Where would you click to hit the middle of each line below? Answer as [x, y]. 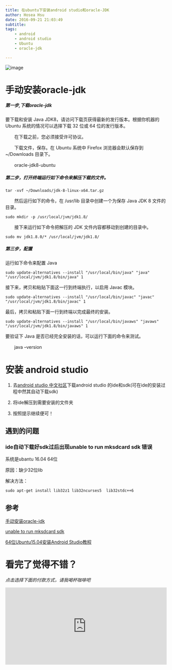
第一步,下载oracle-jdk [29, 105]
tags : [11, 29]
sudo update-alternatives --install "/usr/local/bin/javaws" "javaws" [82, 321]
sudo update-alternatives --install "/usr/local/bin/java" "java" [78, 272]
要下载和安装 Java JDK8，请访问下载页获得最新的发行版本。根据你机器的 [82, 119]
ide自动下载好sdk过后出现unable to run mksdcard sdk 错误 [79, 447]
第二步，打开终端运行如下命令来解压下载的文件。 [57, 178]
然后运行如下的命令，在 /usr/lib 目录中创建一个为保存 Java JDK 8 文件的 [90, 201]
